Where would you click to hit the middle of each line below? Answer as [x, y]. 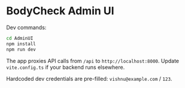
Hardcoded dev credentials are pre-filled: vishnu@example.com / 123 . [89, 78]
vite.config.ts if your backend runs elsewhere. [66, 67]
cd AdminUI [20, 38]
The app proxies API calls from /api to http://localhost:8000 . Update [93, 61]
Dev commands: [26, 27]
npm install [21, 44]
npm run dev [21, 49]
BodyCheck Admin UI [60, 11]
